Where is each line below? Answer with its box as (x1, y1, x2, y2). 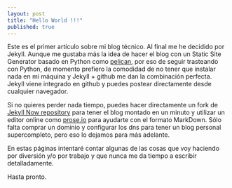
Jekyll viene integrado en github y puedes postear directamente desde (7, 80, 212, 88)
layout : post (7, 10, 46, 18)
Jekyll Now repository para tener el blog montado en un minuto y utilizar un (7, 108, 226, 116)
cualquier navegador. (7, 87, 69, 95)
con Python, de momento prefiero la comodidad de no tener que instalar (7, 65, 216, 74)
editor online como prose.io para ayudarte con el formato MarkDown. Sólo (7, 116, 222, 124)
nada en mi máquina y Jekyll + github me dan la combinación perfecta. (7, 72, 212, 81)
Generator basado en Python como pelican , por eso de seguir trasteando (7, 58, 219, 66)
